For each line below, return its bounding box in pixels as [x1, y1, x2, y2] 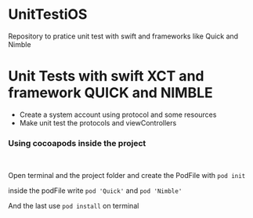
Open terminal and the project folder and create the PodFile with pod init [8, 171, 246, 180]
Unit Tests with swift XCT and [8, 67, 204, 85]
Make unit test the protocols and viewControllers [19, 118, 177, 127]
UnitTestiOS [8, 5, 88, 24]
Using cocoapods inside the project [8, 137, 146, 148]
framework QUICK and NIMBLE [8, 84, 213, 102]
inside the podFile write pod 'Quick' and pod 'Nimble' [8, 186, 183, 195]
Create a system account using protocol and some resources [19, 110, 217, 119]
